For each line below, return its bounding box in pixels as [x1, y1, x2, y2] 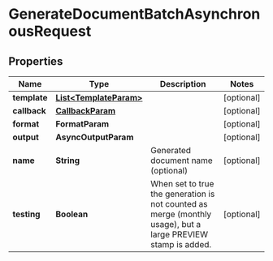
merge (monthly [149, 208, 212, 220]
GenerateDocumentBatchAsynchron [8, 5, 261, 24]
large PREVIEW [149, 229, 209, 240]
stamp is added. [149, 239, 212, 250]
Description [159, 79, 206, 89]
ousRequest [8, 22, 92, 41]
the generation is [149, 188, 215, 199]
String [55, 155, 80, 166]
